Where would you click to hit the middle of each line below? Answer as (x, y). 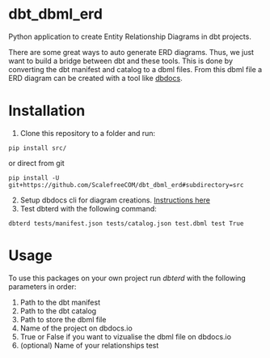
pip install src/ (38, 148)
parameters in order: (42, 286)
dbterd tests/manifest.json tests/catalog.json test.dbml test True (126, 224)
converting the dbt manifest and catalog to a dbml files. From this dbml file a (135, 69)
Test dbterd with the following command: (89, 208)
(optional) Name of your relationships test (89, 345)
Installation (47, 111)
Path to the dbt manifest (60, 302)
